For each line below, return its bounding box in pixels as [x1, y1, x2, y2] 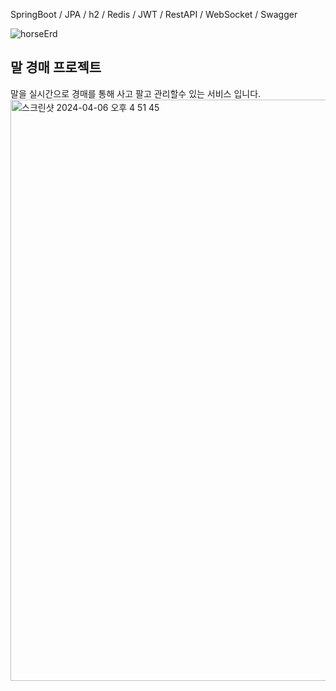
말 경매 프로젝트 [10, 59, 102, 76]
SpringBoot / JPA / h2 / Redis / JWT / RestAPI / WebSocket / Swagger [10, 9, 298, 20]
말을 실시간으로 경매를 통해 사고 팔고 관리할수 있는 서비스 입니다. [10, 87, 262, 99]
